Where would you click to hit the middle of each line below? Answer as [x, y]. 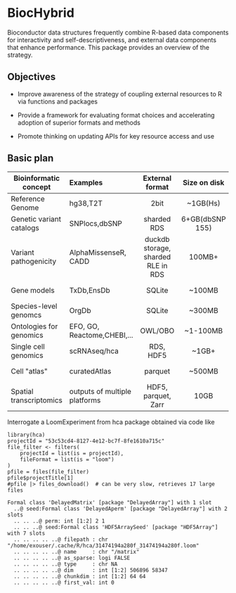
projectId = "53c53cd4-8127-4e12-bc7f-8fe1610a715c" [86, 441]
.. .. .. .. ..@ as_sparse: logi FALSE [72, 558]
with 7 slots [26, 533]
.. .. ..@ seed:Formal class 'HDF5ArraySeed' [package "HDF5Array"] [116, 527]
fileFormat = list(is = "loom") [67, 459]
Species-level [34, 306]
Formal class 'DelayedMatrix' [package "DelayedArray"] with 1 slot [110, 502]
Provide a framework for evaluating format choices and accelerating [116, 115]
